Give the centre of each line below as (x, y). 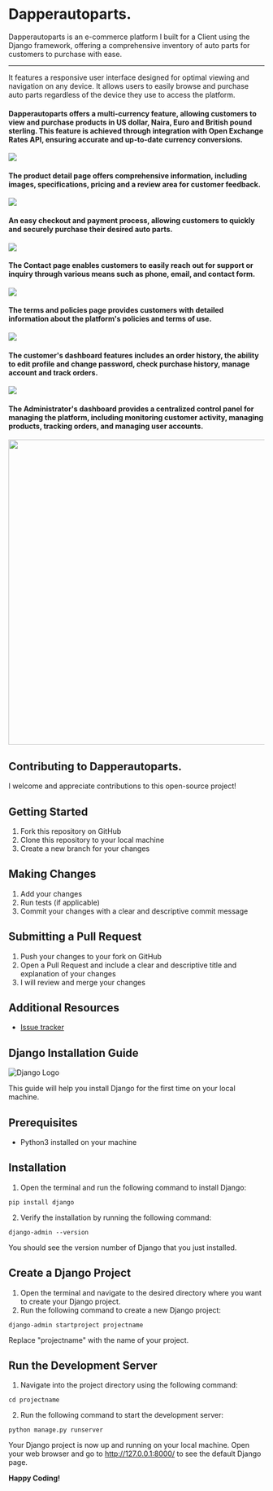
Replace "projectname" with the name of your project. (99, 1340)
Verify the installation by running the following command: (116, 1217)
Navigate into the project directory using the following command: (129, 1385)
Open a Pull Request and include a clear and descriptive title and (128, 965)
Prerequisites (43, 1123)
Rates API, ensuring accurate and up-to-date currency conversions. (126, 139)
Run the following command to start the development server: (122, 1415)
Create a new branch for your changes (85, 849)
